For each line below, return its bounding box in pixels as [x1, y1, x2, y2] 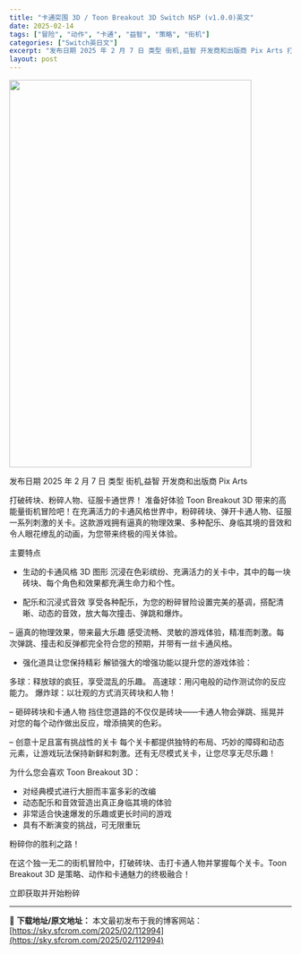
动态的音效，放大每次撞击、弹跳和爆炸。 [38, 608, 188, 618]
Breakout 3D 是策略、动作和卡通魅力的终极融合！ [9, 869, 191, 879]
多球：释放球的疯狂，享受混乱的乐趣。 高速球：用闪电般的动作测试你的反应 [9, 676, 287, 686]
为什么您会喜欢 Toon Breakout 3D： [9, 767, 142, 778]
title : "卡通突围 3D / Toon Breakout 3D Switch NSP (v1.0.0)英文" [9, 13, 254, 22]
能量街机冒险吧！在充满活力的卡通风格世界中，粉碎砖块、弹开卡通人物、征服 [9, 506, 292, 516]
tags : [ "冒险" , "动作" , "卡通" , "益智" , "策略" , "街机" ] [9, 30, 211, 39]
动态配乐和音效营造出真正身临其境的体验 [21, 797, 172, 807]
